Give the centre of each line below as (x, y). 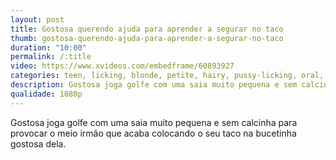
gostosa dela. (38, 143)
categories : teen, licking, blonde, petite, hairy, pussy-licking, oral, (167, 76)
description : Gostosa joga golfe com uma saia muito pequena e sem (154, 85)
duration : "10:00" (48, 47)
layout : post (37, 19)
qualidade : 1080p (46, 94)
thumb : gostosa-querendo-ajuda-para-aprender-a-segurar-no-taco (147, 38)
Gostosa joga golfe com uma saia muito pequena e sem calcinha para (154, 122)
